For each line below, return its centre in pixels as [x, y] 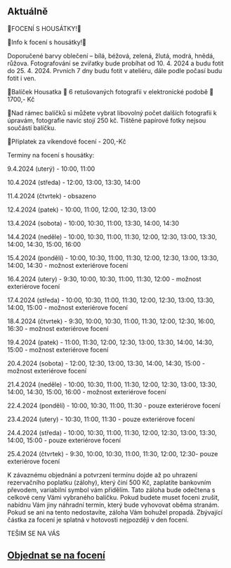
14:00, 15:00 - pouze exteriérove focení [64, 440]
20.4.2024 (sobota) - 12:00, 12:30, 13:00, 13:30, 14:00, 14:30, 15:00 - [106, 363]
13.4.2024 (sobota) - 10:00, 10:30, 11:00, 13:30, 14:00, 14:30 [93, 223]
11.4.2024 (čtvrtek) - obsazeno [52, 195]
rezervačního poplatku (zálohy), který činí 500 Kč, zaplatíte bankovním [110, 482]
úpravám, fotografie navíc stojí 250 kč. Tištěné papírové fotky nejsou [107, 120]
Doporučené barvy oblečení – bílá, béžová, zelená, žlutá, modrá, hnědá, [111, 56]
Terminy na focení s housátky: [51, 155]
